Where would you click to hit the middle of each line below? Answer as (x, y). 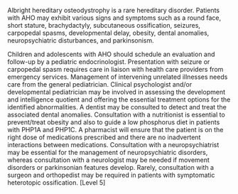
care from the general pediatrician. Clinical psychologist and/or (100, 84)
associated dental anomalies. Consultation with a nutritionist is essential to (116, 114)
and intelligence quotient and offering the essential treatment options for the (119, 99)
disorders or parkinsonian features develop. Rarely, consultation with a (111, 167)
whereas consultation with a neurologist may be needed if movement (108, 160)
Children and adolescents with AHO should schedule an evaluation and (111, 54)
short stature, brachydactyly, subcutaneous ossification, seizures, (104, 25)
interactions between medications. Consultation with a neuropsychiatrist (113, 145)
